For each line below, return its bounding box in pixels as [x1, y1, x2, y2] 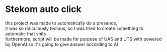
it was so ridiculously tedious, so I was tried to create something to [5, 25, 144, 31]
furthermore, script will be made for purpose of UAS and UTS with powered [5, 36, 162, 42]
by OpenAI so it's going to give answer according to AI [5, 41, 118, 47]
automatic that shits [5, 30, 46, 36]
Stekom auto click [5, 3, 81, 15]
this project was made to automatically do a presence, [5, 20, 118, 26]
